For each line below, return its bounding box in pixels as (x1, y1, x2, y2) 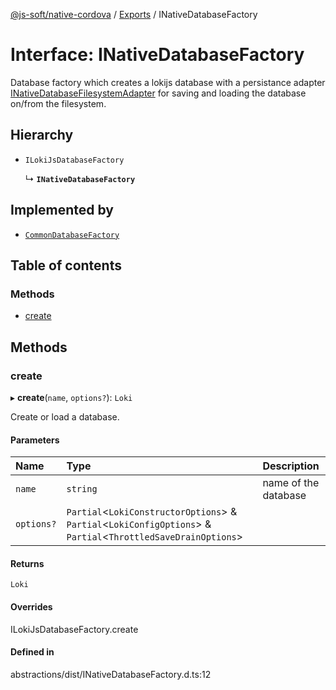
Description (262, 459, 320, 473)
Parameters (10, 434, 60, 446)
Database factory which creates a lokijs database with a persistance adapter (10, 76, 326, 88)
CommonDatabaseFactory (24, 230, 120, 240)
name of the (262, 476, 320, 490)
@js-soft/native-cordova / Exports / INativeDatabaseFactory (10, 9, 258, 20)
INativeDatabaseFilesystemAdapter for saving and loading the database (10, 87, 307, 99)
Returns (10, 557, 45, 569)
